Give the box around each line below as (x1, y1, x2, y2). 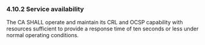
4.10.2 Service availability (6, 5, 84, 13)
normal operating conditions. (6, 32, 79, 39)
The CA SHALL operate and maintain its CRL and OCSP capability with (6, 19, 183, 26)
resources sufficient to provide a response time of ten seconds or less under (6, 25, 199, 32)
